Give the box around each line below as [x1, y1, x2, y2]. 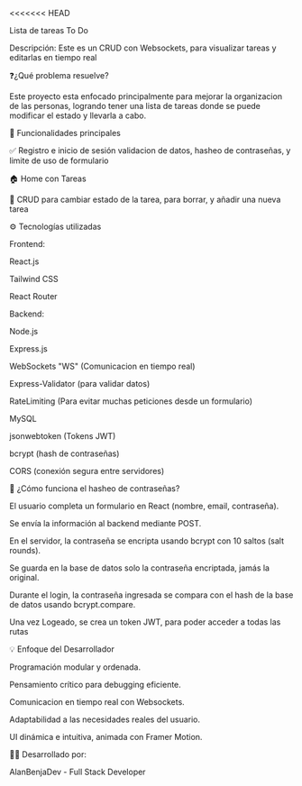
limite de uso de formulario [9, 155, 109, 166]
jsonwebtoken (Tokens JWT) [9, 431, 116, 441]
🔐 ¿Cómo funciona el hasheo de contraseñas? [9, 483, 180, 494]
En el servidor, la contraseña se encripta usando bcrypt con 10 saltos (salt [9, 535, 285, 546]
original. [9, 572, 40, 582]
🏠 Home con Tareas [9, 173, 87, 184]
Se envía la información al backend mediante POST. [9, 518, 202, 528]
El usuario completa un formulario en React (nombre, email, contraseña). [9, 500, 279, 511]
